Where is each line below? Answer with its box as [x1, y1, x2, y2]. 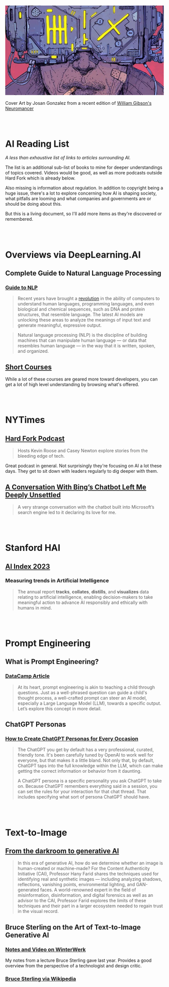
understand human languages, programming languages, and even [17, 301, 154, 307]
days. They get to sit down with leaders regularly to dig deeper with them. [5, 468, 158, 474]
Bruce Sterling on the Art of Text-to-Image [5, 923, 141, 932]
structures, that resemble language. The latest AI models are [17, 312, 143, 318]
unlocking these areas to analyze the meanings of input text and [17, 317, 151, 323]
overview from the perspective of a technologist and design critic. [5, 963, 142, 969]
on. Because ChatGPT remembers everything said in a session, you [17, 783, 157, 789]
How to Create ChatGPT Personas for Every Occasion [5, 735, 138, 742]
